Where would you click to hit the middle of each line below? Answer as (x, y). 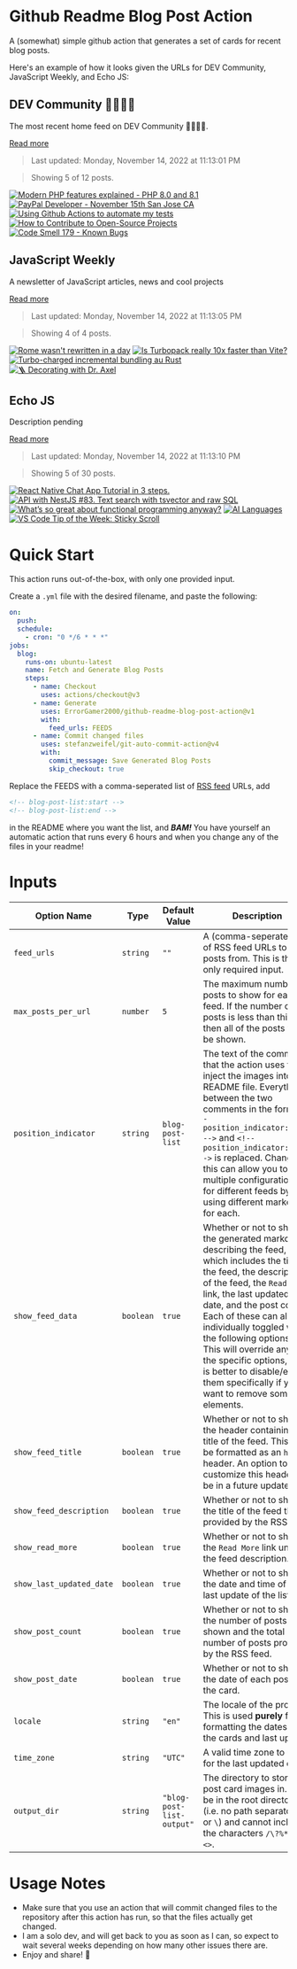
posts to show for (239, 995)
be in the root (231, 1800)
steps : (37, 678)
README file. (230, 1087)
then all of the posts (244, 1027)
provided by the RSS (245, 1522)
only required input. (244, 969)
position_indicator (54, 1133)
